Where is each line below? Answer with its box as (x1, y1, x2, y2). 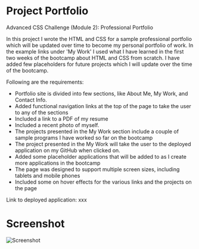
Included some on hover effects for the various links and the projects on (14, 178, 192, 185)
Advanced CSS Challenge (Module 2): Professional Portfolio (6, 24, 154, 31)
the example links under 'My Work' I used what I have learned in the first (6, 48, 184, 55)
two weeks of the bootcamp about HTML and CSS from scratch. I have (6, 54, 180, 61)
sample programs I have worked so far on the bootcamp (14, 134, 153, 141)
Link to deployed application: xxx (6, 196, 88, 203)
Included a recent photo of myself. (14, 121, 99, 128)
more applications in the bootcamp (14, 159, 101, 166)
